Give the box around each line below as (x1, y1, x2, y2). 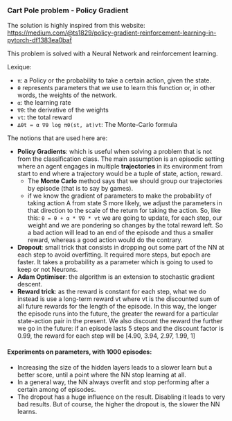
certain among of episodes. (17, 385, 96, 393)
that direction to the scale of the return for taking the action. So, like (27, 207, 222, 215)
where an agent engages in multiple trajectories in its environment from (17, 162, 223, 171)
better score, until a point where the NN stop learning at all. (17, 370, 186, 379)
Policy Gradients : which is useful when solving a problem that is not (17, 148, 213, 156)
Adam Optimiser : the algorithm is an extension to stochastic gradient (17, 273, 215, 281)
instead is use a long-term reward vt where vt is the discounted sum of (17, 295, 220, 303)
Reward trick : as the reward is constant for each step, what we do (17, 287, 206, 296)
